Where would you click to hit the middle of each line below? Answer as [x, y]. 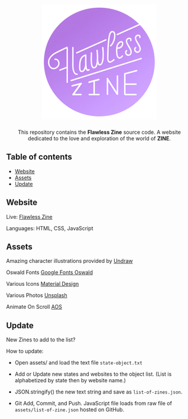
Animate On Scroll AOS [34, 307]
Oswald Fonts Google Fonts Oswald [50, 272]
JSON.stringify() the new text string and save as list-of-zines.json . [98, 392]
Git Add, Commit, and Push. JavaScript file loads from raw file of [93, 404]
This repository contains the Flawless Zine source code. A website [99, 132]
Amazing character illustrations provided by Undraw [69, 261]
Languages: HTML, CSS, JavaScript [50, 228]
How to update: [25, 351]
